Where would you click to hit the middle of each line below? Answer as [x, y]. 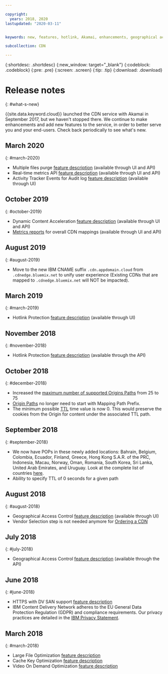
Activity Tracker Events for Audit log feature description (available [80, 178]
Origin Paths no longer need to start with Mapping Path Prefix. [76, 403]
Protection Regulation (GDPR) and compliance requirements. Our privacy [87, 612]
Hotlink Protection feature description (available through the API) [79, 355]
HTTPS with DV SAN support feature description [62, 602]
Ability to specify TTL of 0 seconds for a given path [65, 478]
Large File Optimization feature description [56, 655]
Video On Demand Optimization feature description [65, 666]
